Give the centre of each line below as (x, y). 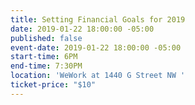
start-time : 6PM (44, 57)
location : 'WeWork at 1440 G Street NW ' (98, 76)
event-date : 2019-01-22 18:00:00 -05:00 (96, 47)
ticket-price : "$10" (53, 85)
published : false (46, 38)
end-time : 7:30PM (46, 66)
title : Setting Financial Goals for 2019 (98, 19)
